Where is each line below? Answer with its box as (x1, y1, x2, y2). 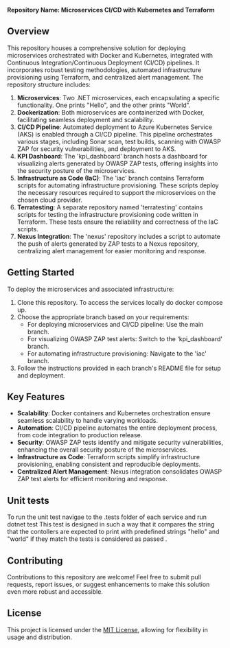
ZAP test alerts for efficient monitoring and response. (16, 475, 168, 483)
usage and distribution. (7, 633, 73, 641)
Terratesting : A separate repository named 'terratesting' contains (16, 202, 203, 211)
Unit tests (7, 494, 49, 507)
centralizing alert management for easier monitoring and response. (16, 246, 207, 255)
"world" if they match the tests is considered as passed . (7, 535, 168, 543)
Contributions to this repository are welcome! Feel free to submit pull (7, 573, 201, 581)
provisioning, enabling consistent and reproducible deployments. (16, 460, 201, 469)
